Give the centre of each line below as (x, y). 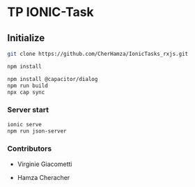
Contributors (30, 149)
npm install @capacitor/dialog (53, 79)
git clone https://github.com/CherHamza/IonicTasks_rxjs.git (98, 54)
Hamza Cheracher (44, 177)
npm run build (28, 85)
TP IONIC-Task (50, 12)
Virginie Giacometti (45, 164)
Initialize (26, 38)
